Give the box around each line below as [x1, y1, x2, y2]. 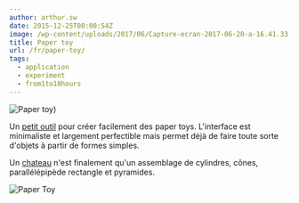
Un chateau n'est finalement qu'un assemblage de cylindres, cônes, [9, 157, 259, 167]
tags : [9, 54, 29, 63]
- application [17, 63, 69, 72]
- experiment [17, 71, 66, 80]
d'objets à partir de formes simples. [9, 140, 140, 150]
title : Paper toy [9, 37, 74, 47]
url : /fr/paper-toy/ [9, 46, 86, 55]
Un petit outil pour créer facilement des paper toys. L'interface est [9, 121, 251, 132]
